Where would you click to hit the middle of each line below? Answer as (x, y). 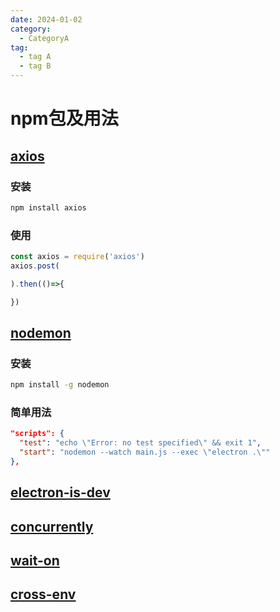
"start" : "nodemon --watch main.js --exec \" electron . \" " (145, 452)
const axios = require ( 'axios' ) (77, 257)
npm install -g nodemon (60, 385)
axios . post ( (35, 266)
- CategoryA (44, 38)
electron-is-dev (60, 492)
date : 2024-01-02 (46, 19)
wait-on (35, 561)
